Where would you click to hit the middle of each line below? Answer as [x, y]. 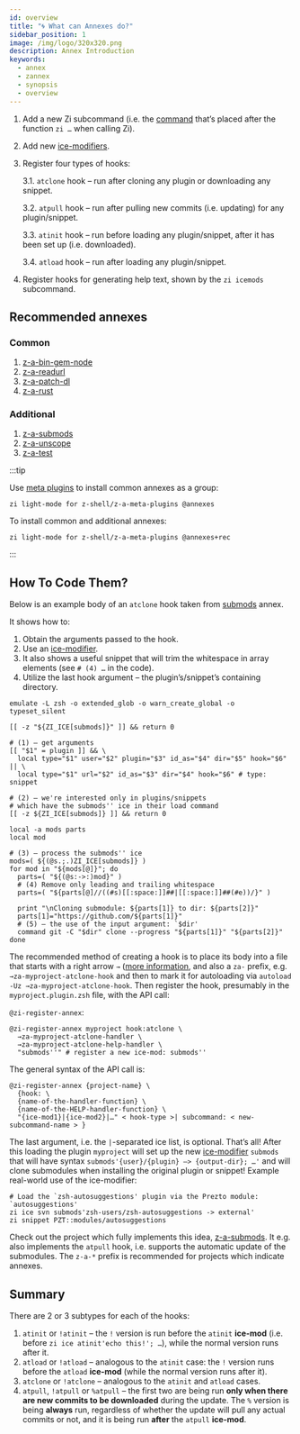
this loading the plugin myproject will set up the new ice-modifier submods [144, 1152]
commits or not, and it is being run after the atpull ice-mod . [134, 1420]
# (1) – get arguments [52, 743]
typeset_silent [38, 712]
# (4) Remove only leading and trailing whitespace [116, 885]
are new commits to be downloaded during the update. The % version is [156, 1401]
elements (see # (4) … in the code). [88, 668]
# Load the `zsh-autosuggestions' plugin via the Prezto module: [134, 1197]
